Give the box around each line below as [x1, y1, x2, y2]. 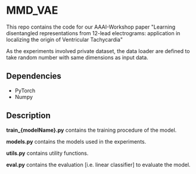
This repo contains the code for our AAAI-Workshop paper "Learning [6, 23, 176, 30]
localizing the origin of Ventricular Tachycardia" [6, 36, 123, 43]
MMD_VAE [6, 4, 58, 17]
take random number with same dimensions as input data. [6, 54, 149, 61]
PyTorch [14, 87, 36, 94]
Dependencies [6, 71, 61, 81]
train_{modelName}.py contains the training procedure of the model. [6, 126, 177, 133]
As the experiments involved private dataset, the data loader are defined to [6, 47, 190, 54]
